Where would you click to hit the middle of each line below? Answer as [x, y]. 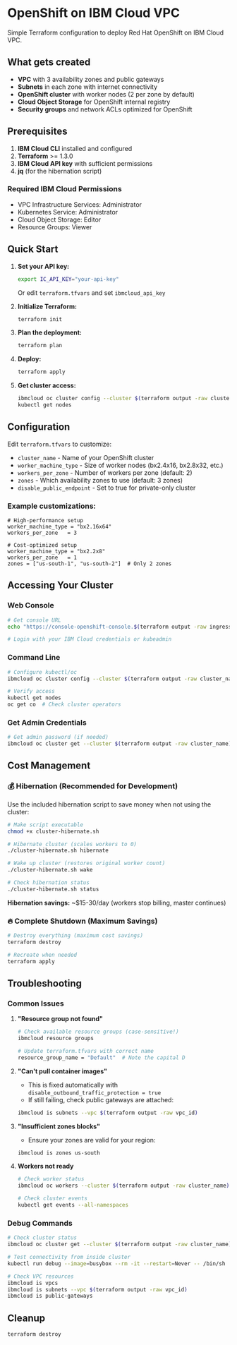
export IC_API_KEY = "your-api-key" [68, 279]
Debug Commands [40, 1223]
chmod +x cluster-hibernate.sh [53, 831]
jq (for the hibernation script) [60, 171]
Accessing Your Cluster [61, 585]
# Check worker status [51, 1179]
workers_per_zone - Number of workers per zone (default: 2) [105, 472]
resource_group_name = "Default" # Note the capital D [101, 1057]
